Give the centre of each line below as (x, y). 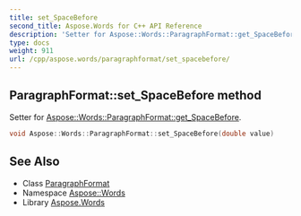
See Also (34, 162)
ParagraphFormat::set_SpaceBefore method (135, 95)
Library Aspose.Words (64, 202)
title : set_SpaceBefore (54, 17)
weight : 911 (31, 51)
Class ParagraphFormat (66, 183)
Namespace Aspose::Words (73, 193)
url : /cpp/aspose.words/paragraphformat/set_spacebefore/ (120, 59)
